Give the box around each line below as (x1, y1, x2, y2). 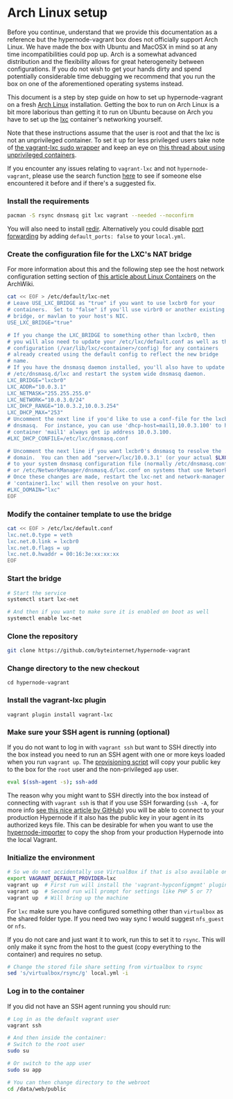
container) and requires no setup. (7, 950, 103, 958)
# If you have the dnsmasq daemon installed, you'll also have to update (7, 364, 225, 371)
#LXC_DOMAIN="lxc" (7, 486, 60, 493)
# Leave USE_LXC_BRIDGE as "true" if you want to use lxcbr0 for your (7, 300, 216, 307)
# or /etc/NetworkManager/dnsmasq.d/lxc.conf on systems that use (7, 467, 203, 474)
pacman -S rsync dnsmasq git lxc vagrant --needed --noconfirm (7, 212, 194, 220)
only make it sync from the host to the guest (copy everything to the (7, 943, 202, 951)
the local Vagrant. (7, 835, 58, 843)
